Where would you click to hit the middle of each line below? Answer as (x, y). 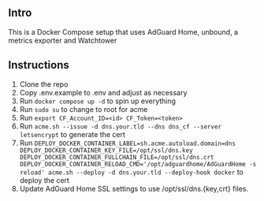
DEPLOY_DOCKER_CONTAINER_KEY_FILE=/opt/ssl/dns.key (106, 150)
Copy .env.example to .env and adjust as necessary (103, 92)
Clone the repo (44, 84)
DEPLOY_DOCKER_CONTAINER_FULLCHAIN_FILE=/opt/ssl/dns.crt (117, 157)
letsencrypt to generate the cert (73, 134)
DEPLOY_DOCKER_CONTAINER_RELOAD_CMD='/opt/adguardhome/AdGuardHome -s (138, 164)
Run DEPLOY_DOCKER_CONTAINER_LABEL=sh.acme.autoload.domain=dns (128, 143)
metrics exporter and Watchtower (63, 40)
